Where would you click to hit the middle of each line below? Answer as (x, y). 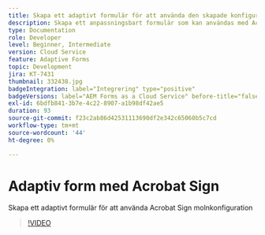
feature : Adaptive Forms (49, 60)
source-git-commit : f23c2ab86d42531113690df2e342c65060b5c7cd (112, 118)
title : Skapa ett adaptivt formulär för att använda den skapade (118, 15)
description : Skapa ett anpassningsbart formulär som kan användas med (128, 23)
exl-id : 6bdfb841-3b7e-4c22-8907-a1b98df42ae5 (86, 103)
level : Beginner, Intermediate (60, 45)
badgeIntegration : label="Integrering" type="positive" (102, 89)
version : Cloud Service (47, 52)
